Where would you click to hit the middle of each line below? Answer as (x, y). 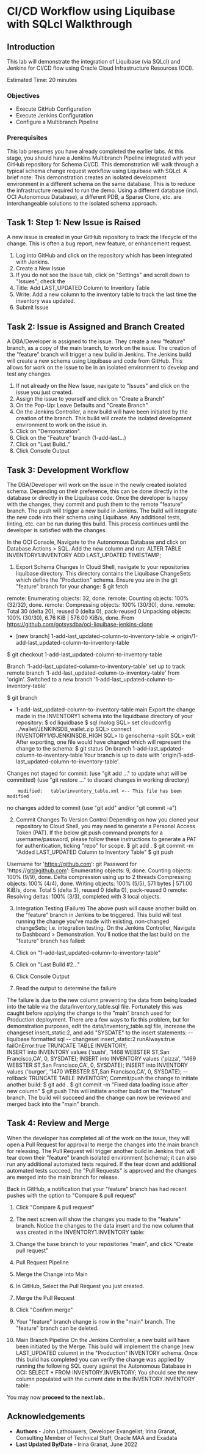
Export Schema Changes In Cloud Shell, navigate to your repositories (103, 567)
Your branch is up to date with (122, 755)
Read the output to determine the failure (66, 988)
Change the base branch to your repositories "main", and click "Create (104, 1244)
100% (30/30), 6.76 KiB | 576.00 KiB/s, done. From (71, 618)
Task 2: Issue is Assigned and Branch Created (96, 326)
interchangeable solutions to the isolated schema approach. (82, 203)
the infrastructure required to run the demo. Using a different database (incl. (103, 190)
